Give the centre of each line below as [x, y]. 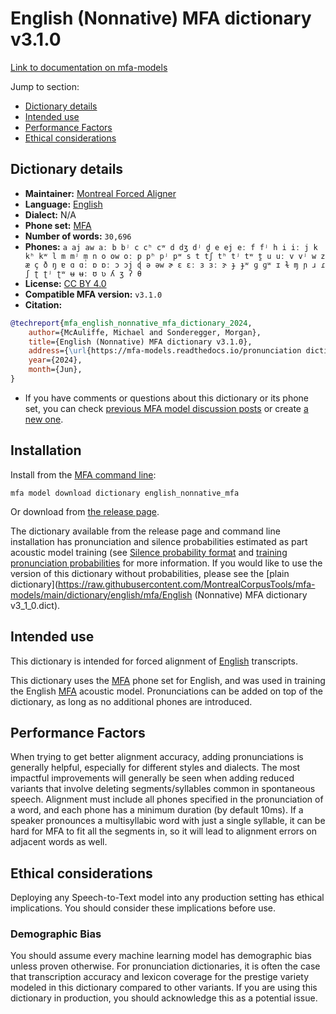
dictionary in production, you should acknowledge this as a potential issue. [164, 998]
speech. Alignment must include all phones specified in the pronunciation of [167, 799]
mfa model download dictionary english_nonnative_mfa [125, 493]
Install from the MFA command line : [83, 474]
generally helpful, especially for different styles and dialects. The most [155, 768]
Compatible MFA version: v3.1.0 [93, 294]
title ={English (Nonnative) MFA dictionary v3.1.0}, [140, 342]
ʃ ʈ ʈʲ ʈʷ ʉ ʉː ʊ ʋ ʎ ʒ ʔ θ [83, 273]
